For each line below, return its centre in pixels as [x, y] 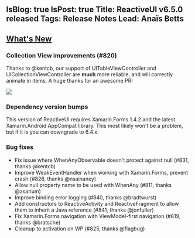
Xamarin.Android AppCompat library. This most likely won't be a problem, [95, 126]
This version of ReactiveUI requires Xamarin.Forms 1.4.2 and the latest [91, 120]
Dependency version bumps [47, 107]
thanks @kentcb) [35, 166]
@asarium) [28, 191]
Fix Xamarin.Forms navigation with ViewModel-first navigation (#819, [97, 216]
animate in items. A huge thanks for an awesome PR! [70, 81]
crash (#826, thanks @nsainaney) [55, 179]
